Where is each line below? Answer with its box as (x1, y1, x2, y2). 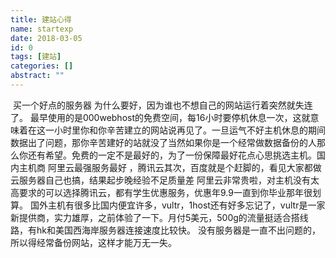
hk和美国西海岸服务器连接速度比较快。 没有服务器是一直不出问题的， (36, 224, 321, 236)
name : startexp (10, 24, 74, 34)
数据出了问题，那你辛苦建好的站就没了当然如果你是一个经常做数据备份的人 (10, 136, 317, 148)
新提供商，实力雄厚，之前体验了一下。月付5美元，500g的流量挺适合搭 (10, 211, 300, 223)
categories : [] (10, 61, 74, 71)
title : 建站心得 (10, 14, 72, 25)
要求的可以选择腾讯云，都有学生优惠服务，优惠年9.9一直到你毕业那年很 (18, 186, 313, 198)
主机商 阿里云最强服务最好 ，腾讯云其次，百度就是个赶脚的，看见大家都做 (18, 161, 322, 173)
